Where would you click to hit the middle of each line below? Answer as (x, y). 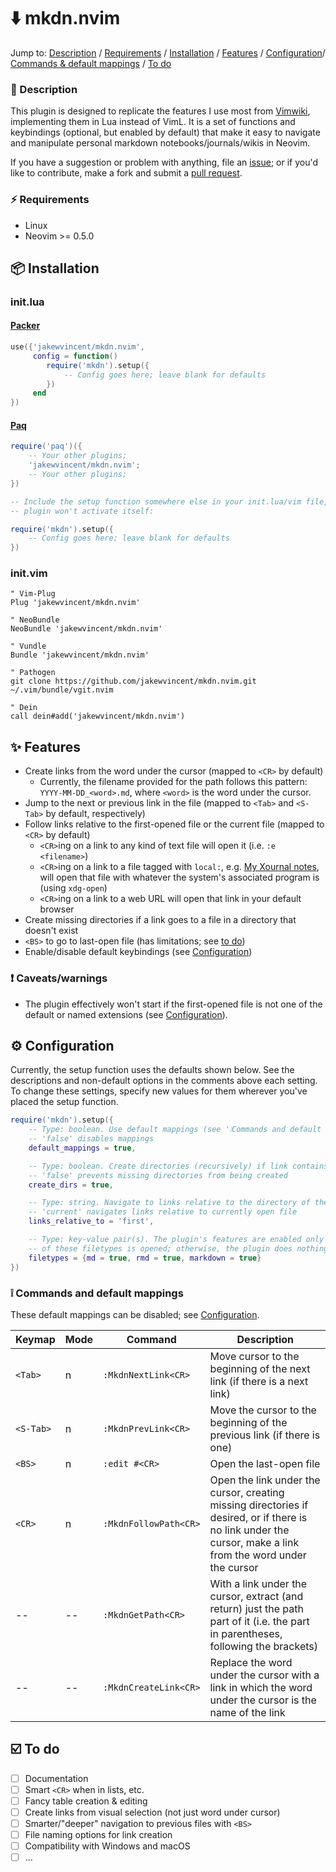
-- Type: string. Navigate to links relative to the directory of (169, 1203)
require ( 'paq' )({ (46, 446)
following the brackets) (263, 1646)
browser (57, 909)
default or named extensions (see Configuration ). (126, 1014)
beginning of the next (260, 1368)
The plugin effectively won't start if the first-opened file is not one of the (173, 1004)
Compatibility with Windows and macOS (107, 1846)
